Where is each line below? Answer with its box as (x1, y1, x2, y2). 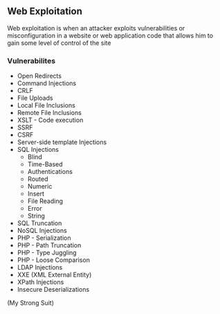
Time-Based (27, 160, 64, 168)
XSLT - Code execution (17, 116, 84, 124)
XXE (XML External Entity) (17, 270, 92, 279)
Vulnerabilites (7, 55, 56, 65)
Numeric (27, 182, 53, 191)
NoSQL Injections (17, 227, 67, 235)
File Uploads (17, 94, 53, 103)
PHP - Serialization (17, 234, 71, 242)
